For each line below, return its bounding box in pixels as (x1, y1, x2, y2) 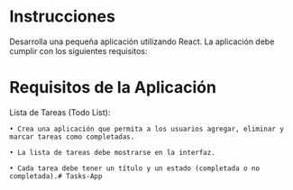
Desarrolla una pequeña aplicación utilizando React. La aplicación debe (9, 36, 275, 47)
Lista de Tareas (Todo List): (9, 106, 111, 118)
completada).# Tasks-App (9, 171, 103, 181)
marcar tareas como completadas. (9, 132, 135, 141)
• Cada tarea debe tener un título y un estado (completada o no (9, 164, 260, 173)
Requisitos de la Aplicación (9, 77, 216, 98)
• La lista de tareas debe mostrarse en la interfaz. (9, 148, 216, 157)
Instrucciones (9, 6, 115, 27)
